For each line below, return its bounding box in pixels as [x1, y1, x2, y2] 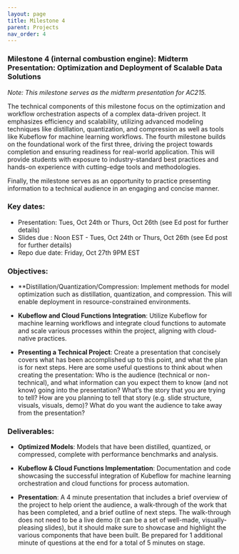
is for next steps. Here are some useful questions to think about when [17, 363, 223, 372]
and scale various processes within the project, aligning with [17, 326, 196, 336]
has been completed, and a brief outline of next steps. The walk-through [17, 508, 231, 517]
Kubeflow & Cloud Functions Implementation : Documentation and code [17, 464, 231, 473]
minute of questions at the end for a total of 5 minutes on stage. [17, 538, 205, 547]
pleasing [17, 523, 44, 532]
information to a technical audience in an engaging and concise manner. [7, 183, 220, 193]
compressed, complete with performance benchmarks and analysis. [17, 450, 219, 459]
